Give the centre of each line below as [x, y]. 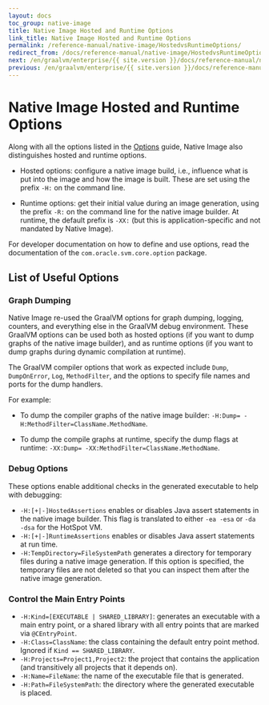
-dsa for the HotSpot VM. [61, 527]
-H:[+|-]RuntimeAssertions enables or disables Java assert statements [137, 535]
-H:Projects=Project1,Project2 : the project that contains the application [140, 659]
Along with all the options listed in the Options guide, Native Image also [126, 146]
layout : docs [30, 16]
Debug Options [38, 469]
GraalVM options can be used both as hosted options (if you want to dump [131, 335]
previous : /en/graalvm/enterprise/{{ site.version [94, 68]
